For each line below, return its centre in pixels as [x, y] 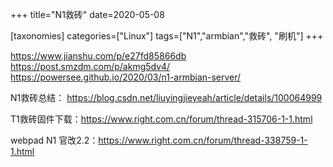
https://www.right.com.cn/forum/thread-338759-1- [203, 140]
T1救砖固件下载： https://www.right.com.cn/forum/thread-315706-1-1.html [161, 119]
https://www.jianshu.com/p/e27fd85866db [98, 56]
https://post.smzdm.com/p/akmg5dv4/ [90, 66]
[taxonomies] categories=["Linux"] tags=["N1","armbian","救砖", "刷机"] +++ [167, 36]
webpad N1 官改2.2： [54, 140]
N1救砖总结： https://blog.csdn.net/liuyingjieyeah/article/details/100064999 [166, 97]
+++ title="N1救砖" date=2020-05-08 [87, 14]
